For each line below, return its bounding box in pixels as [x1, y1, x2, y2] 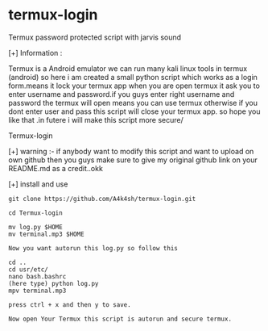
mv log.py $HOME [8, 223, 63, 231]
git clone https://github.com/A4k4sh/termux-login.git [8, 195, 196, 203]
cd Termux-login [8, 208, 63, 217]
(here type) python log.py [8, 279, 99, 287]
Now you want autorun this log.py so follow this [8, 244, 179, 252]
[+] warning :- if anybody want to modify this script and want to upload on [8, 146, 254, 156]
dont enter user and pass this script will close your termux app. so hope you [8, 107, 261, 116]
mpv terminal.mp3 [8, 287, 67, 295]
